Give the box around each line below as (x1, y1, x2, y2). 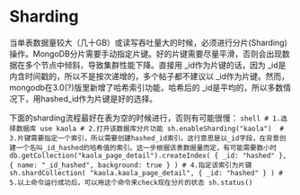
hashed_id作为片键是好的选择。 (40, 93, 158, 104)
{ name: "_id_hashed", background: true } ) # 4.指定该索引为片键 (9, 160, 252, 170)
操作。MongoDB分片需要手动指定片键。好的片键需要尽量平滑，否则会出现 (9, 48, 283, 59)
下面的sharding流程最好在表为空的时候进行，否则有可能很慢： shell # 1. (9, 112, 281, 123)
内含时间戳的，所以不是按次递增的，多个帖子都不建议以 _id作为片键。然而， (9, 70, 290, 82)
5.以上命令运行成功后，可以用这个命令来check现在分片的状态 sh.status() (9, 178, 253, 187)
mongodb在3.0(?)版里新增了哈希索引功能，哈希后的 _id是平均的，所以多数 (9, 82, 284, 93)
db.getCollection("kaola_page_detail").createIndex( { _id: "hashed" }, (9, 151, 287, 160)
